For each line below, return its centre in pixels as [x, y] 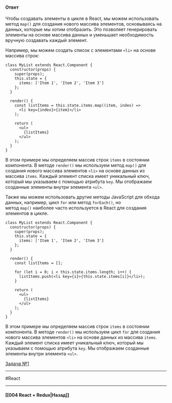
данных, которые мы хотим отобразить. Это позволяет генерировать [81, 29]
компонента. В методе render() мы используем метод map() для [76, 165]
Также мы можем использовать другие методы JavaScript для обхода [83, 197]
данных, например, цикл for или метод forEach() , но [63, 203]
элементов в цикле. [27, 213]
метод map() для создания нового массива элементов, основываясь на [84, 24]
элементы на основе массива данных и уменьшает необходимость [80, 35]
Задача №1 [17, 364]
